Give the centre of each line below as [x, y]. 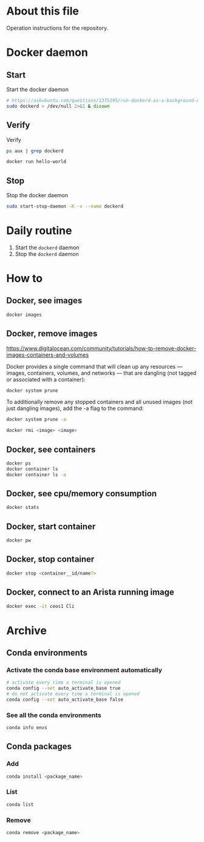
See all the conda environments [54, 715]
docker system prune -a [36, 420]
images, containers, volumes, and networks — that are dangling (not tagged [101, 373]
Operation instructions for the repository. [57, 28]
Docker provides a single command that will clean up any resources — [94, 366]
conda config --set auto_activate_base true [63, 689]
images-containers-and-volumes [48, 355]
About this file [42, 11]
